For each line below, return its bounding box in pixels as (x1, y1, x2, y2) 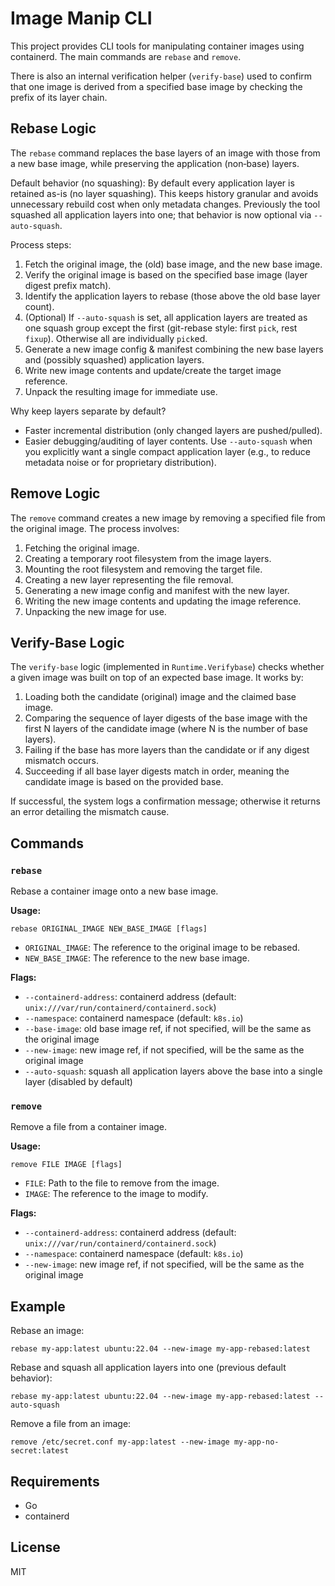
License (10, 1539, 61, 1556)
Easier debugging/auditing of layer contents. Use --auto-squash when (24, 435, 313, 447)
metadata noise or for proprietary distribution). (24, 456, 217, 468)
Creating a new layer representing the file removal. (24, 573, 234, 586)
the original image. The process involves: (10, 522, 180, 534)
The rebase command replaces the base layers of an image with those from (10, 147, 321, 159)
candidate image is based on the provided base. (24, 776, 224, 788)
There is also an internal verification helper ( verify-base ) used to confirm (10, 70, 313, 82)
